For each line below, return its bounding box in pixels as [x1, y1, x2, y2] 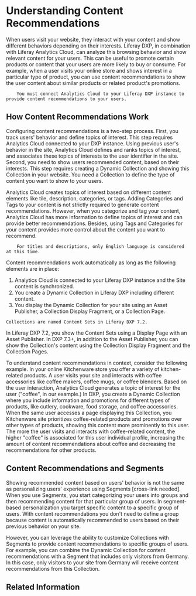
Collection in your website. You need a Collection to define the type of [6, 171, 175, 178]
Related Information [6, 582, 80, 592]
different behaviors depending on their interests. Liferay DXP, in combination [6, 42, 191, 49]
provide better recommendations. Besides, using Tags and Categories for [6, 220, 183, 227]
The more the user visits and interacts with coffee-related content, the [6, 428, 176, 435]
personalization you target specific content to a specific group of [22, 504, 179, 511]
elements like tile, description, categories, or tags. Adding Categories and [6, 195, 183, 202]
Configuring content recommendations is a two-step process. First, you [6, 127, 178, 134]
